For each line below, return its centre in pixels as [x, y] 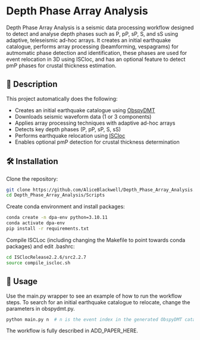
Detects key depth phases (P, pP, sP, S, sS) [68, 129]
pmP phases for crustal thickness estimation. [61, 65]
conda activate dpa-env [36, 223]
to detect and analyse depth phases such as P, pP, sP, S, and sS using [92, 33]
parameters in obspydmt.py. [41, 308]
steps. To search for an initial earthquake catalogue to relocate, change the [98, 302]
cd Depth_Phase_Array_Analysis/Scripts [56, 195]
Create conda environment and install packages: [65, 206]
